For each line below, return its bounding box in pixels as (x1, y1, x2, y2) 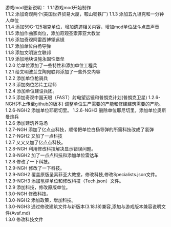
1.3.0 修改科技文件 (5, 216, 44, 222)
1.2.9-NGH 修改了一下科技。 (5, 165, 65, 171)
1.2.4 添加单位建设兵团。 (5, 88, 57, 94)
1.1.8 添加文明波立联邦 (5, 49, 51, 55)
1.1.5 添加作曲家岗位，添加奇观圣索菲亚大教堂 (5, 30, 101, 36)
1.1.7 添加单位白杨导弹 (5, 43, 51, 49)
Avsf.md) (11, 210, 31, 216)
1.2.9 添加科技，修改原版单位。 (5, 184, 71, 190)
